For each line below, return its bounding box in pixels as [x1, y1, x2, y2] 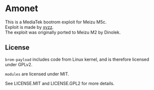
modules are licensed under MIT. [5, 71, 69, 77]
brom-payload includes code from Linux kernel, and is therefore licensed [5, 56, 150, 62]
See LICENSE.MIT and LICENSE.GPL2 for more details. [5, 80, 115, 86]
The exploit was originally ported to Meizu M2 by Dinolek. [5, 29, 121, 35]
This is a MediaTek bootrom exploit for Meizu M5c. [5, 19, 107, 25]
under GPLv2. [5, 61, 33, 67]
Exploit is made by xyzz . [5, 24, 54, 30]
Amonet [5, 3, 38, 14]
